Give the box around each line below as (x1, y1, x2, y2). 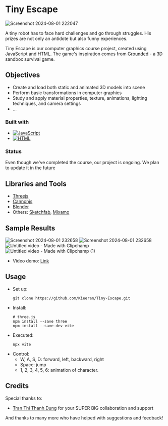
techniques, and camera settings (12, 100, 81, 106)
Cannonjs (12, 199, 33, 205)
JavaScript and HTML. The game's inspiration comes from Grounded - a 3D (5, 51, 163, 57)
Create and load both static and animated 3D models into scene (12, 84, 145, 90)
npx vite (12, 342, 31, 347)
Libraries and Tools (5, 179, 67, 188)
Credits (5, 381, 29, 391)
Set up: (12, 286, 28, 292)
